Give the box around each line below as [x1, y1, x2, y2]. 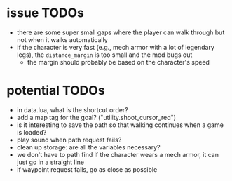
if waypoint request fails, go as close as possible [16, 165, 158, 173]
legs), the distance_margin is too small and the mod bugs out [16, 51, 193, 59]
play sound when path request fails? [16, 135, 122, 144]
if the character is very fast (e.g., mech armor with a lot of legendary [16, 43, 215, 51]
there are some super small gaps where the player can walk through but [16, 28, 225, 36]
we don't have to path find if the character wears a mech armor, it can [16, 150, 219, 159]
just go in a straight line [16, 158, 85, 166]
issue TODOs [6, 5, 85, 21]
